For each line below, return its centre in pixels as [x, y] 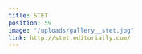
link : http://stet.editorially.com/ [69, 38]
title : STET [28, 15]
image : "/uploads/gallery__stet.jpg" [71, 30]
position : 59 [30, 23]
